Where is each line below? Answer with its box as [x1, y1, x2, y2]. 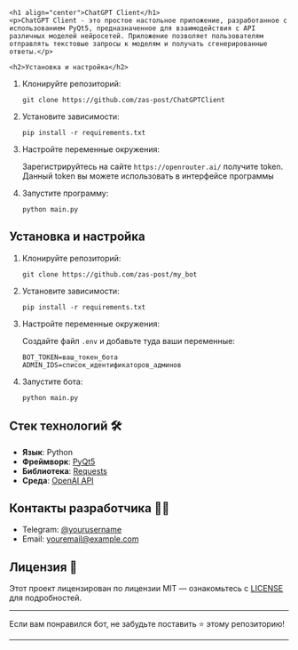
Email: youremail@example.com [21, 534, 139, 544]
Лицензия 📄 [9, 559, 78, 574]
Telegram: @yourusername [21, 525, 122, 535]
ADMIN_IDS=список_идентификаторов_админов [21, 360, 182, 369]
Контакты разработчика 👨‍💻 [9, 501, 170, 516]
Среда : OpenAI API [21, 475, 95, 485]
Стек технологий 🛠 [9, 419, 122, 434]
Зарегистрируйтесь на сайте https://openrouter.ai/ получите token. [21, 161, 284, 172]
